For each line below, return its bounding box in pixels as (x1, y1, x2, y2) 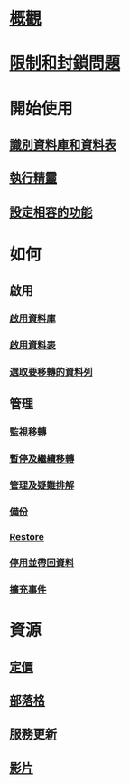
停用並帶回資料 (9, 557, 75, 569)
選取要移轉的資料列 (9, 366, 93, 378)
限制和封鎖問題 (9, 54, 121, 73)
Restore (9, 531, 45, 544)
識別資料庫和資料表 (9, 137, 116, 152)
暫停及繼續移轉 (9, 453, 75, 465)
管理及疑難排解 (9, 479, 75, 492)
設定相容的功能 (9, 204, 93, 220)
